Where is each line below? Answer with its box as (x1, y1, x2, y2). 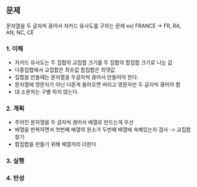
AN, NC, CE (6, 29, 34, 36)
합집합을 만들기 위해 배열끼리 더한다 (14, 141, 97, 148)
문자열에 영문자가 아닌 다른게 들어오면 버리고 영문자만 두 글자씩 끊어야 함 (14, 81, 181, 88)
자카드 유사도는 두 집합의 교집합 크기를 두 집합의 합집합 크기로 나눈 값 (14, 59, 173, 66)
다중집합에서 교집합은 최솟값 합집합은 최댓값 (14, 66, 116, 73)
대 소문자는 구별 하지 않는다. (14, 89, 79, 96)
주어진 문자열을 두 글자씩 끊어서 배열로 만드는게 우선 (14, 119, 134, 126)
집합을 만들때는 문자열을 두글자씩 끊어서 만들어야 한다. (14, 74, 139, 81)
